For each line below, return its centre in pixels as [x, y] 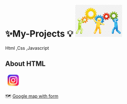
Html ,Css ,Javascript [27, 48]
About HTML [25, 64]
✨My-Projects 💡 [39, 34]
